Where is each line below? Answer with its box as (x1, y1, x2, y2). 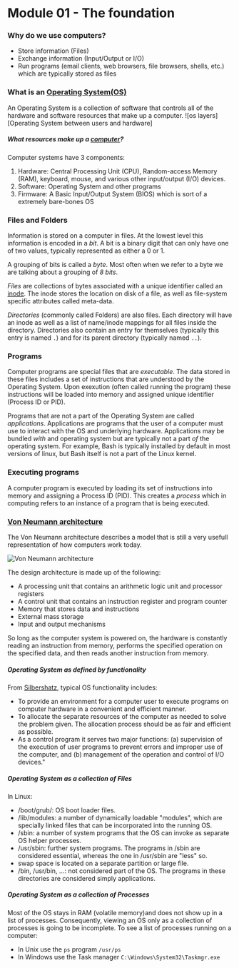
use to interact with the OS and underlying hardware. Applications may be (7, 427, 225, 435)
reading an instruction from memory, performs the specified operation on (7, 641, 223, 650)
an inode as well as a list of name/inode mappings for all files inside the (7, 318, 217, 327)
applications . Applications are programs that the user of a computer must (7, 419, 223, 428)
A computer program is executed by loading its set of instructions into (7, 483, 213, 492)
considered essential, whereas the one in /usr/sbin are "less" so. (17, 851, 208, 859)
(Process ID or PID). (7, 398, 66, 406)
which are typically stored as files (17, 69, 117, 78)
